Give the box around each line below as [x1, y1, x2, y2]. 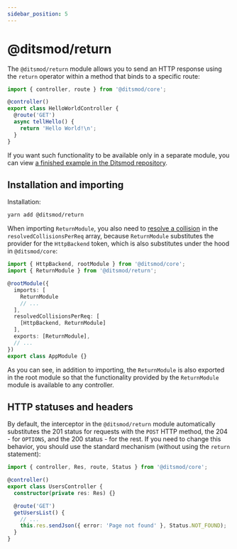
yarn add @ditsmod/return [7, 211, 84, 218]
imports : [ [13, 287, 46, 294]
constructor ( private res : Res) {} [13, 489, 116, 497]
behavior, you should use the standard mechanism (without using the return [7, 443, 231, 451]
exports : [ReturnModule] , [13, 333, 91, 340]
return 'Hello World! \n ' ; [20, 125, 97, 132]
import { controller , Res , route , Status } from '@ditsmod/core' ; [7, 464, 208, 471]
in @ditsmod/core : [7, 247, 58, 255]
